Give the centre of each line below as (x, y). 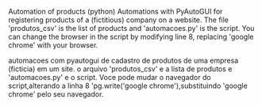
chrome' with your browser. (53, 45)
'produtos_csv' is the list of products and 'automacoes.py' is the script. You (131, 28)
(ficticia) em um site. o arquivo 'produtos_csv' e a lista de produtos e (120, 69)
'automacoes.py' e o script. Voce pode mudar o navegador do (110, 77)
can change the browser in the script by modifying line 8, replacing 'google (131, 36)
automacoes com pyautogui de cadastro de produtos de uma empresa (123, 60)
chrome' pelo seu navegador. (56, 94)
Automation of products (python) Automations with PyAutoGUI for (116, 11)
